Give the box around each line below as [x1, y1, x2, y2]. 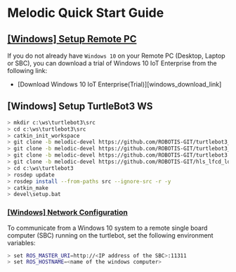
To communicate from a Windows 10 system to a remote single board [7, 224, 208, 232]
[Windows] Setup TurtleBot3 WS [7, 101, 153, 112]
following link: [7, 67, 48, 75]
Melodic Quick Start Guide [7, 5, 164, 21]
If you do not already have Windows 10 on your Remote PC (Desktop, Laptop [7, 51, 226, 60]
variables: [7, 238, 36, 247]
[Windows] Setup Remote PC [7, 33, 137, 45]
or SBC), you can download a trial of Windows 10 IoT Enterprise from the [7, 59, 218, 67]
